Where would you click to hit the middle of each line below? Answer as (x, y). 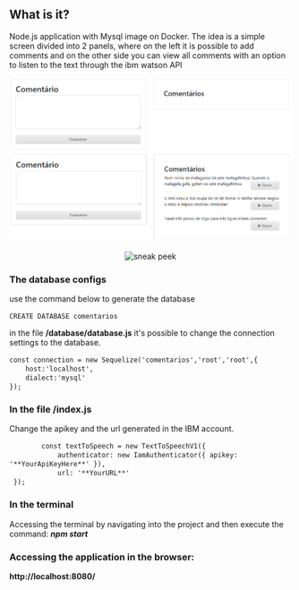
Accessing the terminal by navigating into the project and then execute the (146, 524)
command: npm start (49, 534)
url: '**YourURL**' (93, 474)
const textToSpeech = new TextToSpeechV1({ (124, 447)
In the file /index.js (51, 409)
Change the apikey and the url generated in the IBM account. (122, 429)
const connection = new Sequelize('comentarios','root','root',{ (133, 360)
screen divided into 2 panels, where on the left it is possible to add (132, 46)
